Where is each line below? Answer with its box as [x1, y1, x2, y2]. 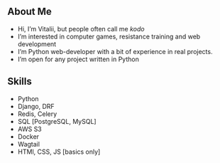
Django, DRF [17, 102, 55, 110]
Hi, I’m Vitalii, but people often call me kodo [17, 24, 145, 33]
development [17, 39, 57, 48]
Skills [7, 75, 32, 88]
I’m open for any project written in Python [17, 55, 140, 63]
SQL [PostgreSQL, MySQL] [17, 117, 97, 125]
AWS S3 [17, 125, 43, 133]
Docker [17, 132, 40, 141]
